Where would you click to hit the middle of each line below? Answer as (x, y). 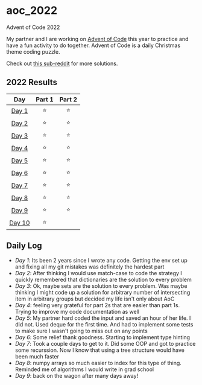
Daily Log (24, 246)
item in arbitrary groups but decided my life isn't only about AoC (95, 299)
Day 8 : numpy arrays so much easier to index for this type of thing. (98, 363)
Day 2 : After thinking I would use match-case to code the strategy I (98, 273)
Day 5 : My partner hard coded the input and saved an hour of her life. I (103, 318)
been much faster (37, 356)
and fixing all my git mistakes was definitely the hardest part (90, 267)
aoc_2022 (32, 11)
